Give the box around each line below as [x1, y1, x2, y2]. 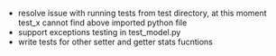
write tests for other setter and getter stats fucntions [17, 36, 214, 47]
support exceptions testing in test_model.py [17, 27, 181, 37]
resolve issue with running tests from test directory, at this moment [17, 8, 268, 18]
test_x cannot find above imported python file [17, 17, 188, 28]
